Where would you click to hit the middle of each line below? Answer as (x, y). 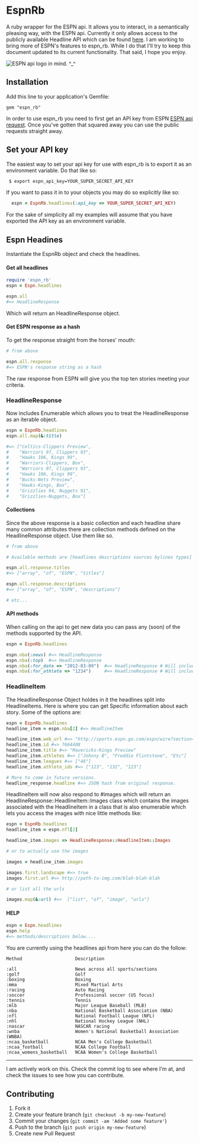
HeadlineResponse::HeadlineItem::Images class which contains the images (97, 801)
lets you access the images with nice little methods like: (74, 813)
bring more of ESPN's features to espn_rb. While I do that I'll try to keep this (99, 46)
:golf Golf (46, 974)
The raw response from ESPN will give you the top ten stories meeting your (98, 378)
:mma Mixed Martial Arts (65, 985)
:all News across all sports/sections (82, 969)
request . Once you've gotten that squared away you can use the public (93, 125)
